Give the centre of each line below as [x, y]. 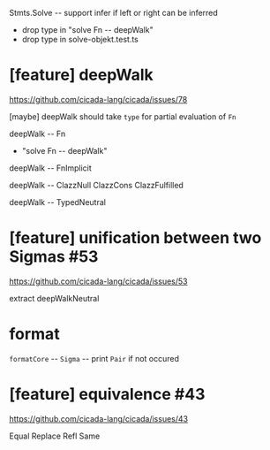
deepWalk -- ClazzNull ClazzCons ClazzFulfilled [96, 185]
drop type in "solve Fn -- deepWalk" [87, 30]
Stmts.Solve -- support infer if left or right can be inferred [113, 13]
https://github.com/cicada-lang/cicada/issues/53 [98, 281]
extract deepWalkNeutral [54, 298]
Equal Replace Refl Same [55, 436]
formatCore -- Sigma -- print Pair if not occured [94, 358]
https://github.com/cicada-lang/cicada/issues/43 [98, 418]
